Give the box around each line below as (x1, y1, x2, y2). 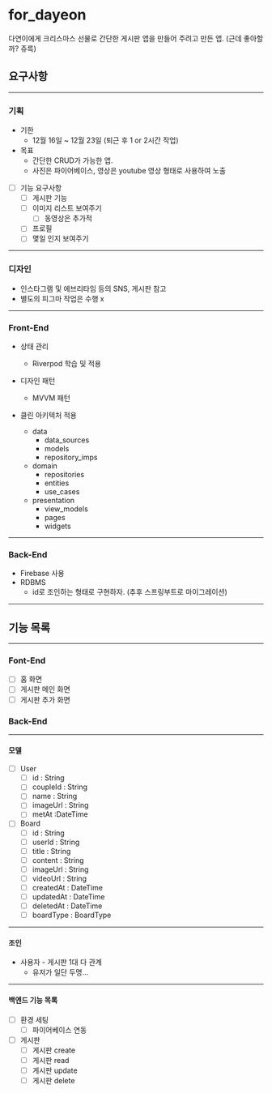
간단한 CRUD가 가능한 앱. (32, 156, 113, 165)
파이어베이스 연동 (32, 1025, 87, 1035)
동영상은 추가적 (44, 213, 93, 224)
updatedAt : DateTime (32, 891, 105, 901)
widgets (44, 521, 71, 532)
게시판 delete (32, 1075, 75, 1085)
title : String (32, 846, 71, 856)
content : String (32, 855, 84, 865)
